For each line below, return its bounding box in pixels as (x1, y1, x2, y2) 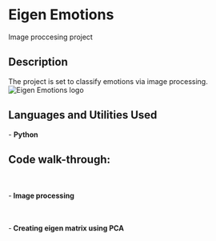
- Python (8, 130, 38, 139)
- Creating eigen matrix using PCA (8, 223, 124, 233)
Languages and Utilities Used (8, 108, 158, 122)
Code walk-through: (8, 152, 110, 166)
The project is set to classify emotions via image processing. (8, 76, 208, 86)
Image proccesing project (8, 32, 94, 42)
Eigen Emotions (8, 6, 114, 24)
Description (8, 55, 68, 69)
